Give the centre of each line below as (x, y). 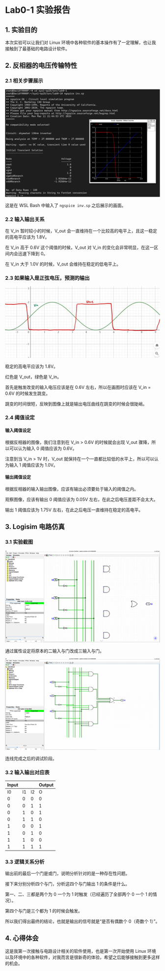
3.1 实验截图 (19, 542)
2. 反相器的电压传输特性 (41, 66)
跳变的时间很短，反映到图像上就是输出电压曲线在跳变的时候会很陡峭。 (76, 404)
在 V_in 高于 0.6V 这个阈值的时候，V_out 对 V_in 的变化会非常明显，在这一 (80, 247)
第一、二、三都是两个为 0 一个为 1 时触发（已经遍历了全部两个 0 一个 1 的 (79, 894)
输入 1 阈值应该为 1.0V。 (33, 465)
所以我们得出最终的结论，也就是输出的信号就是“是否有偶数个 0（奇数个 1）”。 (82, 921)
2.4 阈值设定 (20, 417)
